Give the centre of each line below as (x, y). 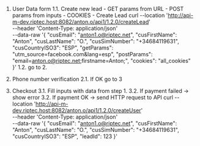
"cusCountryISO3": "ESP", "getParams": (63, 48)
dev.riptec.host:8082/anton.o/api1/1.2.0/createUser (77, 110)
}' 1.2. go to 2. (30, 67)
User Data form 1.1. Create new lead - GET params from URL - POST (98, 9)
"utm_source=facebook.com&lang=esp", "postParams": (82, 54)
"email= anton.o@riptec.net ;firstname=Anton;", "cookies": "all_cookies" (102, 61)
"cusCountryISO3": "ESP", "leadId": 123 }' (65, 136)
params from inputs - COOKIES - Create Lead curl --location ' (90, 15)
